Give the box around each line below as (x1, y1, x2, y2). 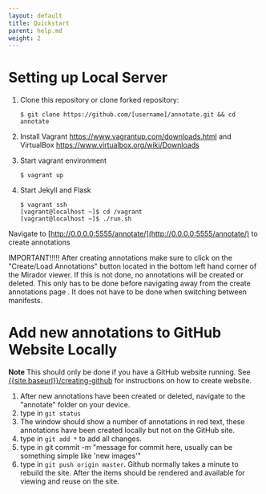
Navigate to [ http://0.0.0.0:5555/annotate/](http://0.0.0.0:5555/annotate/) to (8, 229, 258, 239)
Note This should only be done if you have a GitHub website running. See (8, 367, 251, 377)
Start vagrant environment (19, 156, 107, 165)
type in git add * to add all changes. (19, 434, 143, 443)
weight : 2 (8, 34, 42, 43)
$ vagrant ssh (19, 201, 67, 209)
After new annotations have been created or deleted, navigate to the (19, 391, 246, 401)
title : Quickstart (8, 19, 70, 27)
